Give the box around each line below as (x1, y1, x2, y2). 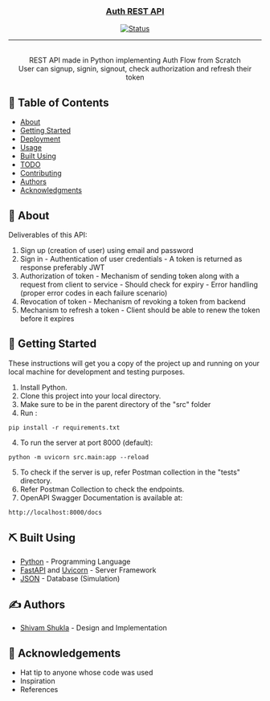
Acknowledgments (19, 185, 83, 195)
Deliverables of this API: (8, 230, 88, 239)
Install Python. (19, 382, 68, 392)
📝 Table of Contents (8, 96, 109, 109)
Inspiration (19, 676, 55, 686)
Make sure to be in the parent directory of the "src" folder (19, 399, 211, 409)
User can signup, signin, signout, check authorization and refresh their (18, 64, 252, 74)
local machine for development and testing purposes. (8, 367, 186, 377)
